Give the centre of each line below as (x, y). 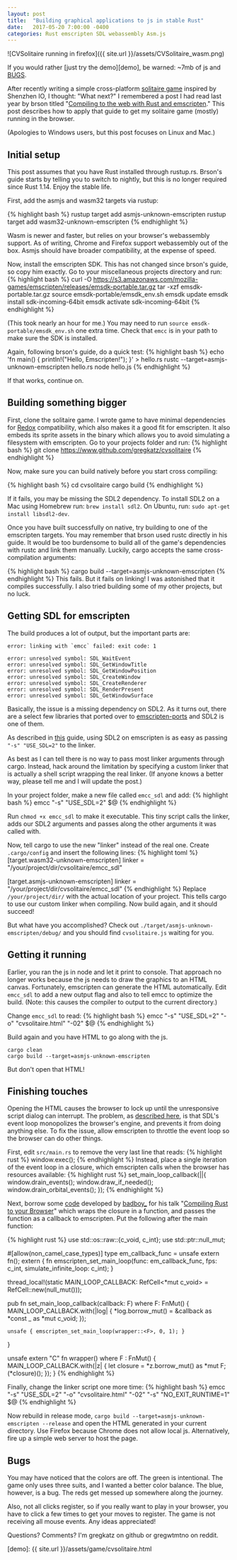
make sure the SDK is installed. (52, 338)
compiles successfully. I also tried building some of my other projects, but (115, 586)
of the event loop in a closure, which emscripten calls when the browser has (118, 1167)
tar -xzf (168, 287)
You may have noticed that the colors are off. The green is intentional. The (115, 1478)
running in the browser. (41, 119)
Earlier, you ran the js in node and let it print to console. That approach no (114, 972)
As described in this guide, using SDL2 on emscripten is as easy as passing (117, 738)
